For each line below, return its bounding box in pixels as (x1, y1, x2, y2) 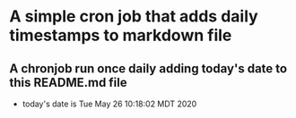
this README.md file (9, 74, 127, 90)
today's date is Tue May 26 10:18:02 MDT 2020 (22, 98, 197, 109)
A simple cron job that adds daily (9, 6, 258, 27)
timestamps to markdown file (9, 25, 232, 46)
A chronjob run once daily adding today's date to (9, 61, 288, 76)
